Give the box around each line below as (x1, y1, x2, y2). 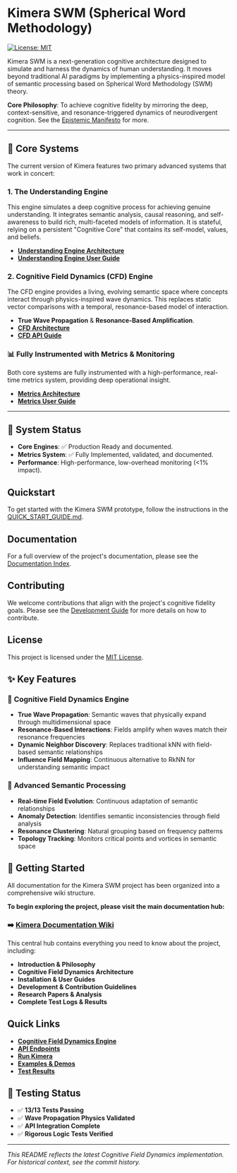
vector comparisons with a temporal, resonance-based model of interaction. (7, 302, 229, 311)
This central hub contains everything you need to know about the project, (7, 939, 221, 947)
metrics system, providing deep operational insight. (21, 376, 171, 384)
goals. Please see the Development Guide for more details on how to (7, 606, 207, 614)
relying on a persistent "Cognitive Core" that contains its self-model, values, (7, 225, 229, 234)
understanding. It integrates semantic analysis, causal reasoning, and (7, 210, 209, 219)
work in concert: (7, 169, 55, 177)
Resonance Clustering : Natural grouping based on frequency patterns (17, 826, 224, 835)
